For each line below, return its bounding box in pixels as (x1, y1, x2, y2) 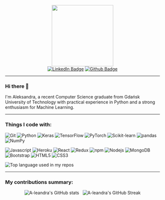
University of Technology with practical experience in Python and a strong (5, 99, 156, 105)
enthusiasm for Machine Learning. (5, 104, 75, 110)
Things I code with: (5, 121, 52, 128)
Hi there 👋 (5, 83, 29, 90)
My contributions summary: (5, 178, 74, 185)
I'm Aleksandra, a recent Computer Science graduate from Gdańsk (5, 94, 140, 100)
